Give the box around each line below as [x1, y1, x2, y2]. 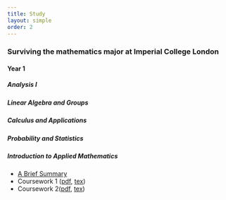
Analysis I [7, 81, 37, 89]
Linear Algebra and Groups [7, 98, 89, 107]
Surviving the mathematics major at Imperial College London [7, 47, 220, 57]
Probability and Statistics [7, 134, 84, 142]
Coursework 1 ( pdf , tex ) [17, 177, 86, 186]
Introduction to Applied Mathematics [7, 151, 118, 160]
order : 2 [7, 23, 33, 30]
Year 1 [7, 64, 26, 73]
